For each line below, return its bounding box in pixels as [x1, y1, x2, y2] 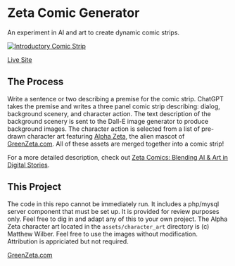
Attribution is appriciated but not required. [7, 237, 129, 246]
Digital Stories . [7, 160, 50, 169]
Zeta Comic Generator [7, 5, 140, 21]
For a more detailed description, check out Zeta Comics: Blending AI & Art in [7, 153, 229, 161]
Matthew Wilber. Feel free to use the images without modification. [7, 229, 198, 238]
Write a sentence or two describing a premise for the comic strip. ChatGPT [7, 94, 224, 103]
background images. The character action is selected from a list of [7, 125, 201, 133]
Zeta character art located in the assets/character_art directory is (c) [7, 222, 210, 230]
